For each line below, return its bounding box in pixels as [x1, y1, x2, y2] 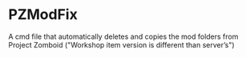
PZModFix [8, 6, 78, 24]
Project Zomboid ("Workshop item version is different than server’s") [8, 40, 235, 49]
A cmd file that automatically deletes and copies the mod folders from [8, 32, 239, 41]
